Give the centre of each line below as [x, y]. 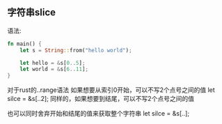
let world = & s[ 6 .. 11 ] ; [54, 69]
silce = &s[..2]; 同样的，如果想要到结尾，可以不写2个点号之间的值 [101, 99]
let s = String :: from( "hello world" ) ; [76, 50]
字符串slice [32, 13]
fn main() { [24, 44]
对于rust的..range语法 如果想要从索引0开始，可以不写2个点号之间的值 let [111, 90]
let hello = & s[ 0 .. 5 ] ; [53, 63]
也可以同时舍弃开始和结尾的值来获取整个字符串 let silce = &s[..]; [98, 114]
